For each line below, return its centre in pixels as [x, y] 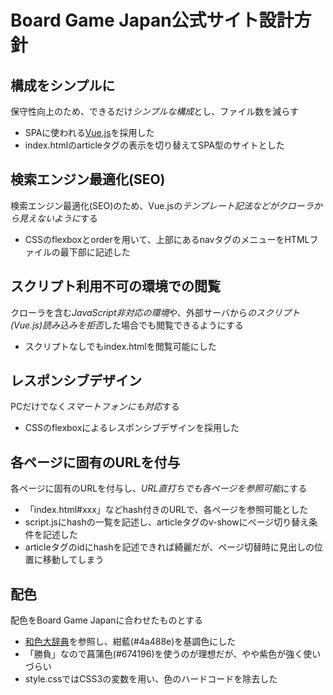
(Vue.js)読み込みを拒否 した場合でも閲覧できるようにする [127, 325]
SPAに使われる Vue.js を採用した [89, 132]
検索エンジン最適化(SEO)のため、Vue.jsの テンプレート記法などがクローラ [162, 205]
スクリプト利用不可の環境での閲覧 [115, 286]
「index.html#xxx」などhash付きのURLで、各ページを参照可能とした [166, 510]
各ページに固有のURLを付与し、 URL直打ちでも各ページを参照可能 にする [159, 488]
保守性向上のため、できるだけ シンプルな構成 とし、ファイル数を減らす [155, 111]
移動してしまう [73, 560]
